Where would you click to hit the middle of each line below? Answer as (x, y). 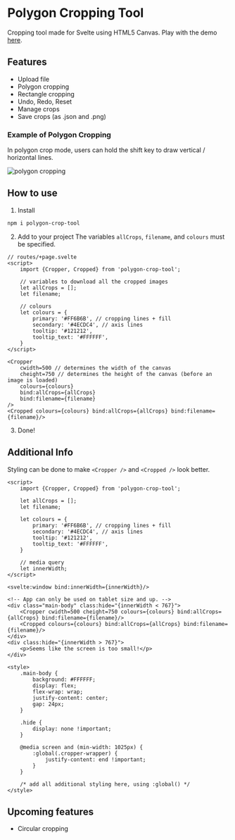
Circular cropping (43, 829)
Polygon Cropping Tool (76, 13)
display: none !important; (72, 729)
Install (26, 210)
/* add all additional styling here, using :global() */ (105, 784)
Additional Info (40, 452)
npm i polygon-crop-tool (44, 223)
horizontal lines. (31, 158)
